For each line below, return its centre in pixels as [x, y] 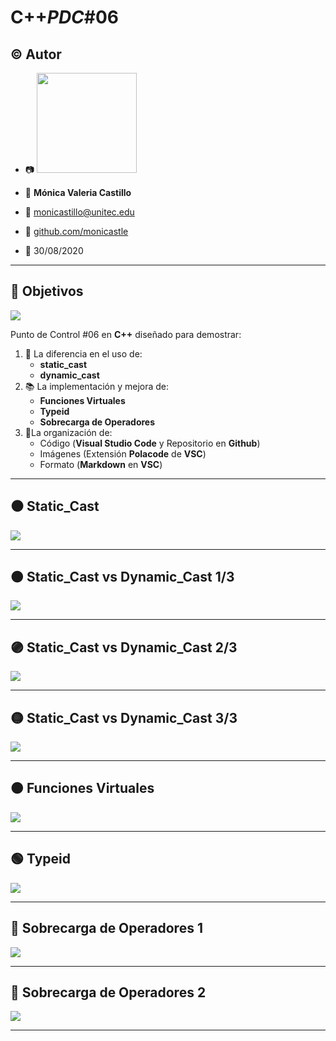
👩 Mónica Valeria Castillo [78, 192]
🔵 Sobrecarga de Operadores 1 [106, 928]
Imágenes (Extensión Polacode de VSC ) [123, 453]
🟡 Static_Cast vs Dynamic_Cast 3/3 [124, 717]
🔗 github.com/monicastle [76, 231]
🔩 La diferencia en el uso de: [83, 353]
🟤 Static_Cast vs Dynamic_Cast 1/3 [122, 577]
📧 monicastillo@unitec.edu [79, 212]
